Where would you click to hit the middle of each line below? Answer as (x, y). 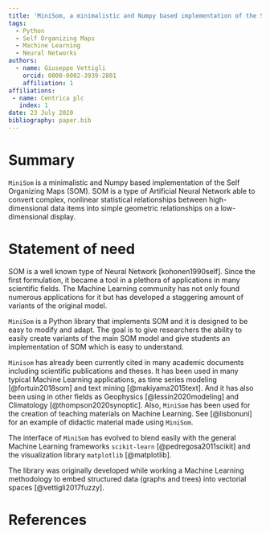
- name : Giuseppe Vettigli (61, 68)
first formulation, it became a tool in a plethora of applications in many (124, 280)
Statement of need (72, 249)
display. (63, 216)
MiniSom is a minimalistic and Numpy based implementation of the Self (124, 182)
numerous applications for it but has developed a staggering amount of (126, 297)
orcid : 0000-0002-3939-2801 (70, 76)
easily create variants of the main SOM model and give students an (119, 338)
